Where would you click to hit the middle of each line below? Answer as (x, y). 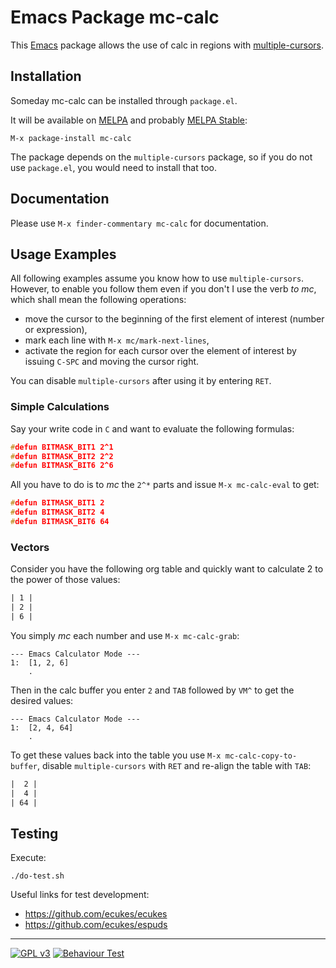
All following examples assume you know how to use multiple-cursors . (157, 278)
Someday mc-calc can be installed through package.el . (124, 100)
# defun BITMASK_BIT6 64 (60, 522)
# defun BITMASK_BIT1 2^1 (62, 447)
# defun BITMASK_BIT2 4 (57, 512)
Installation (46, 76)
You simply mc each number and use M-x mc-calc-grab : (125, 635)
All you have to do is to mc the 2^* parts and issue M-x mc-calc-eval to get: (165, 485)
